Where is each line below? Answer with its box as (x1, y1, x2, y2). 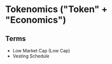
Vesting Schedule (12, 53, 50, 59)
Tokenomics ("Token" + (5, 4, 108, 15)
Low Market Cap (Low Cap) (12, 48, 70, 53)
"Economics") (5, 14, 66, 26)
